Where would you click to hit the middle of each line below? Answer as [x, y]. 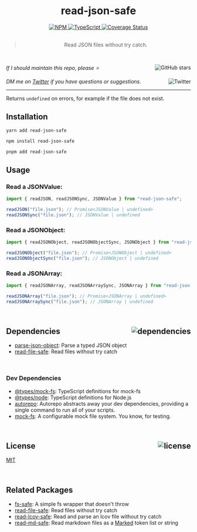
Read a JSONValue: [34, 186]
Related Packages [40, 490]
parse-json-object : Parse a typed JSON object [71, 346]
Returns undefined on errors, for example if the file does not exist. [85, 98]
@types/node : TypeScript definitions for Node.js [73, 397]
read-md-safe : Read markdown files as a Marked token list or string [96, 523]
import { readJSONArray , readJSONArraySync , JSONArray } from [84, 285]
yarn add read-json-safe [36, 131]
